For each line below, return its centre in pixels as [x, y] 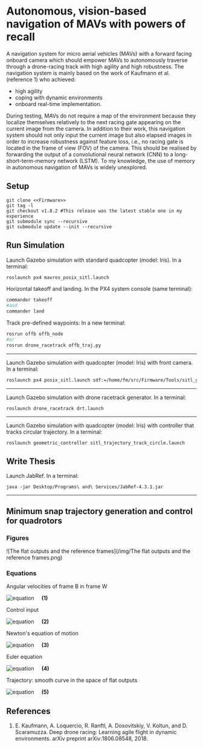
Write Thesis [31, 461]
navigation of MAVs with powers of [96, 24]
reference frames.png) [34, 558]
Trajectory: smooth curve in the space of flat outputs [72, 680]
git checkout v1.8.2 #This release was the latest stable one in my [94, 211]
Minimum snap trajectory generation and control [100, 511]
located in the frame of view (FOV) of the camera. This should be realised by [101, 148]
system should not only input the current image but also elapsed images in [99, 135]
